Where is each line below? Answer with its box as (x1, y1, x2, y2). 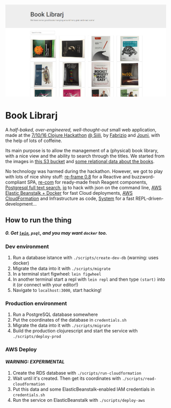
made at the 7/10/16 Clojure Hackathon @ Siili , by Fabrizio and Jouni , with (5, 132, 160, 139)
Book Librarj (5, 110, 58, 122)
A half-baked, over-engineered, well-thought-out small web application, (5, 127, 157, 133)
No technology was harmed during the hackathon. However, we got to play (5, 168, 163, 174)
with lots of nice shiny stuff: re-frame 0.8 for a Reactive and (5, 174, 131, 180)
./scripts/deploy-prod (12, 334, 61, 339)
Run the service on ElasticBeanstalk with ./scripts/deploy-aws (12, 397, 145, 403)
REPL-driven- (135, 195, 164, 201)
